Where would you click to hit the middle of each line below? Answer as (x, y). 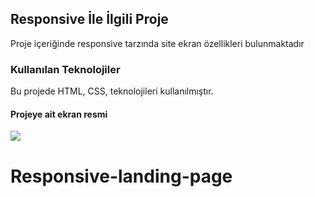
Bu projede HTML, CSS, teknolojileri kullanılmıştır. (112, 91)
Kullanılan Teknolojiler (65, 69)
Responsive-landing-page (121, 176)
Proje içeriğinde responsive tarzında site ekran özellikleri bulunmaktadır (157, 43)
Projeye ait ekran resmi (59, 114)
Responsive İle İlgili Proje (89, 19)
